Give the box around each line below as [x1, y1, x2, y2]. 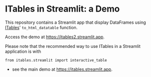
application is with [5, 48, 41, 54]
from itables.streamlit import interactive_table [5, 58, 107, 62]
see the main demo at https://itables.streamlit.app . [12, 66, 113, 72]
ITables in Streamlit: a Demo [5, 3, 120, 15]
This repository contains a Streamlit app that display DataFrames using [5, 19, 146, 25]
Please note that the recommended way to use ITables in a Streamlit [5, 43, 141, 49]
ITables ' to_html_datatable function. [5, 24, 78, 30]
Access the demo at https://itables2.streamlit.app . [5, 34, 105, 40]
